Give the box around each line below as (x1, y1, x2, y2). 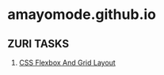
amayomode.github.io (7, 6, 156, 24)
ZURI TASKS (7, 37, 69, 51)
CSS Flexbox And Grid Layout (18, 58, 116, 67)
